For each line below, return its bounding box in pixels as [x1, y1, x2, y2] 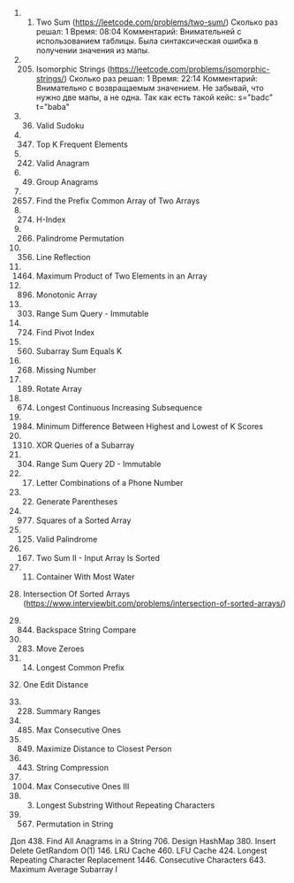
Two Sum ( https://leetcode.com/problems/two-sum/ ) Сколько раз [35, 17, 278, 27]
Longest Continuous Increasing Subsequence [35, 403, 202, 412]
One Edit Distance [22, 680, 89, 689]
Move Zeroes [35, 643, 85, 654]
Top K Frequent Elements [35, 139, 129, 150]
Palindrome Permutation [35, 234, 124, 243]
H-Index [35, 214, 66, 225]
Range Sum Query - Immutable [35, 309, 149, 319]
